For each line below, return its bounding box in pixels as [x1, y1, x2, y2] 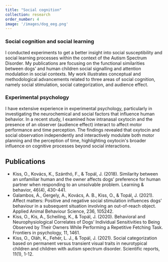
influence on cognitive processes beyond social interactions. [5, 143, 131, 149]
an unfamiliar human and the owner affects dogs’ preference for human [12, 176, 161, 182]
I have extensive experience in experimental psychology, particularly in [5, 105, 152, 111]
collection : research [5, 12, 51, 17]
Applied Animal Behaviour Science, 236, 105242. [12, 208, 114, 214]
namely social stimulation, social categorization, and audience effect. [5, 81, 148, 88]
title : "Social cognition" [5, 7, 62, 13]
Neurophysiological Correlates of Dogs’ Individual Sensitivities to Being [12, 219, 160, 225]
